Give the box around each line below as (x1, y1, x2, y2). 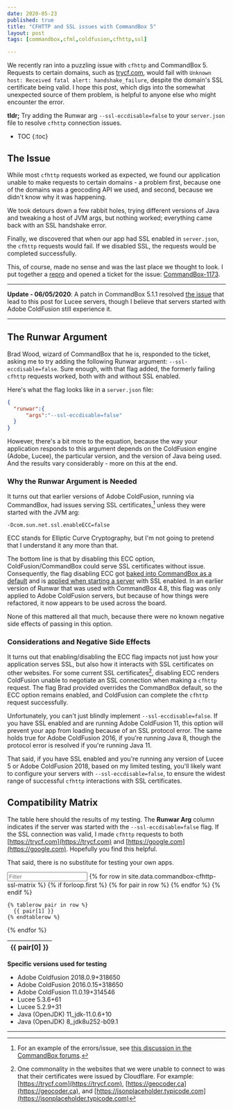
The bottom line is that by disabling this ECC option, (7, 554, 155, 563)
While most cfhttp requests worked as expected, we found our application (7, 171, 221, 179)
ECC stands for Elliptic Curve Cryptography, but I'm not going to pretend (7, 534, 214, 542)
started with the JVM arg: (7, 508, 80, 517)
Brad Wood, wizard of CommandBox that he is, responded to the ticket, (7, 350, 211, 358)
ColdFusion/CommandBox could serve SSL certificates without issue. (7, 562, 206, 570)
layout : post (7, 29, 45, 37)
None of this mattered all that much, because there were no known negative (7, 612, 225, 621)
